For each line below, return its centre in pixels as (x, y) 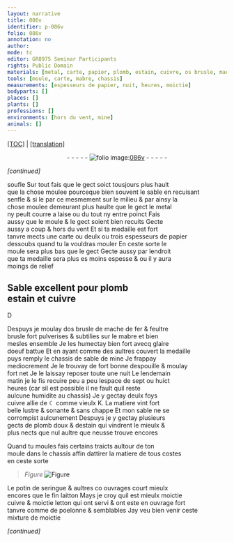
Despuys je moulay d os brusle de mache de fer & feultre (88, 329)
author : (18, 46)
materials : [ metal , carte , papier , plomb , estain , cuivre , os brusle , (112, 72)
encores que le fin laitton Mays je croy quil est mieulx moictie (95, 495)
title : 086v (24, 20)
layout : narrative (34, 14)
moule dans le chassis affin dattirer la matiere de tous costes (94, 453)
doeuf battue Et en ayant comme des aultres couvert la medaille (99, 351)
